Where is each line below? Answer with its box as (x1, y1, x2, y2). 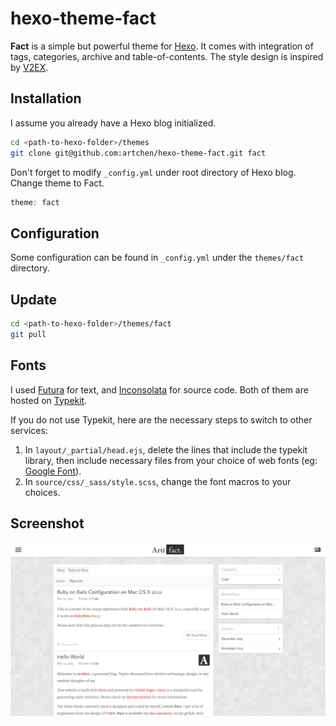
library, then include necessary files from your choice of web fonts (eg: (24, 454, 318, 466)
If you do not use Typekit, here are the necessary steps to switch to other (10, 413, 313, 426)
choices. (24, 486, 61, 498)
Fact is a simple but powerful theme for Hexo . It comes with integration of (10, 40, 314, 52)
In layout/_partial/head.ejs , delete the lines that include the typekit (24, 443, 308, 456)
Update (10, 291, 58, 308)
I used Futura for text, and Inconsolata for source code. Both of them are (10, 383, 309, 396)
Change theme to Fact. (10, 177, 105, 189)
